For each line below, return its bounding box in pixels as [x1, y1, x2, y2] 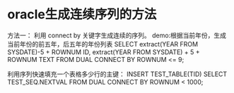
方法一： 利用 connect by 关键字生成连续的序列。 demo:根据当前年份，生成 [7, 31, 226, 39]
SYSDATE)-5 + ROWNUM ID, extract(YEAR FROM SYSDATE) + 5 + [7, 47, 200, 56]
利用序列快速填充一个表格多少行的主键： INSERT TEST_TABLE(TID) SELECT [7, 70, 228, 78]
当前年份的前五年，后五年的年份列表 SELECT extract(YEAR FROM [7, 39, 199, 48]
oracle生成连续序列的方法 [7, 6, 157, 23]
